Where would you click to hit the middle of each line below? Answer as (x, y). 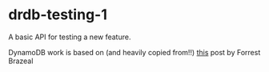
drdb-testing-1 (58, 15)
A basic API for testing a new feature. (70, 37)
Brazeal (21, 61)
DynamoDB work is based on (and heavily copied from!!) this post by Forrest (134, 52)
